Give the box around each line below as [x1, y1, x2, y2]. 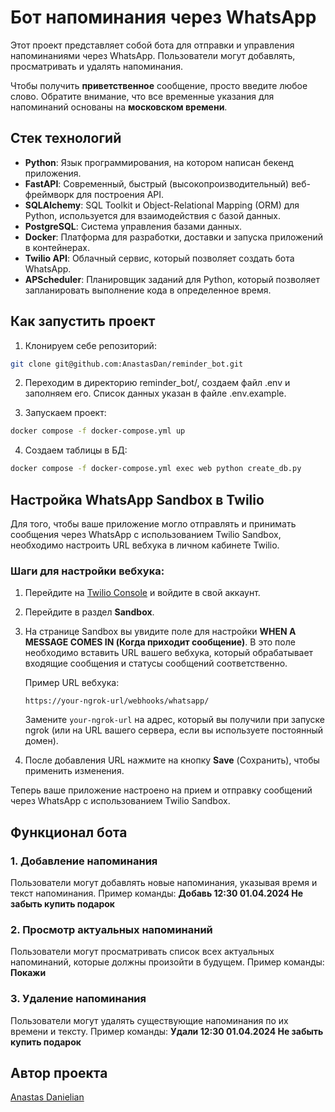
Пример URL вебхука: [24, 677, 120, 689]
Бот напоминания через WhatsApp [10, 6, 317, 29]
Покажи [10, 967, 47, 979]
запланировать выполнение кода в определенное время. [24, 284, 272, 296]
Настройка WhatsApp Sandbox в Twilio [10, 491, 265, 508]
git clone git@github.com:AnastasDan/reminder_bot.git [10, 359, 244, 369]
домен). [24, 735, 59, 747]
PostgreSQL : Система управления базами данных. [24, 220, 243, 232]
